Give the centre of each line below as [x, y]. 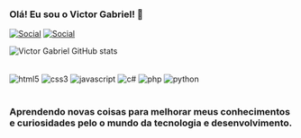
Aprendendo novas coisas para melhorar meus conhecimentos [150, 111]
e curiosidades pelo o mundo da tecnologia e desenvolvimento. [151, 123]
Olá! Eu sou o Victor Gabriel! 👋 [77, 14]
